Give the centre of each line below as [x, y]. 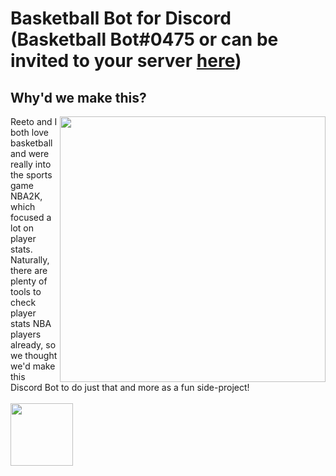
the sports [31, 175]
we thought [34, 355]
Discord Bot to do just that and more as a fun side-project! [130, 387]
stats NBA [31, 323]
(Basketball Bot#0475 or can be [144, 39]
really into [31, 164]
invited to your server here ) [126, 61]
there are [29, 270]
